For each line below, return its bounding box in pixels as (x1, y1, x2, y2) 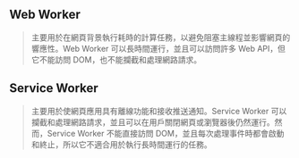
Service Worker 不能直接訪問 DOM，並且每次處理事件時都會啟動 (47, 128, 285, 138)
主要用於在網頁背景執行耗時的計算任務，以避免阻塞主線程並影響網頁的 (30, 31, 291, 43)
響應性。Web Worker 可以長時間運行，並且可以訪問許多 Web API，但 (30, 43, 286, 54)
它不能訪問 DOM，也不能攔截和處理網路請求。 (30, 54, 202, 65)
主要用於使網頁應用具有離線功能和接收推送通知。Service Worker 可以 (30, 105, 287, 116)
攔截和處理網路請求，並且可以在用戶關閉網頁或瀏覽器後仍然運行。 (30, 116, 275, 128)
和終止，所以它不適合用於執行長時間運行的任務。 (30, 138, 212, 150)
